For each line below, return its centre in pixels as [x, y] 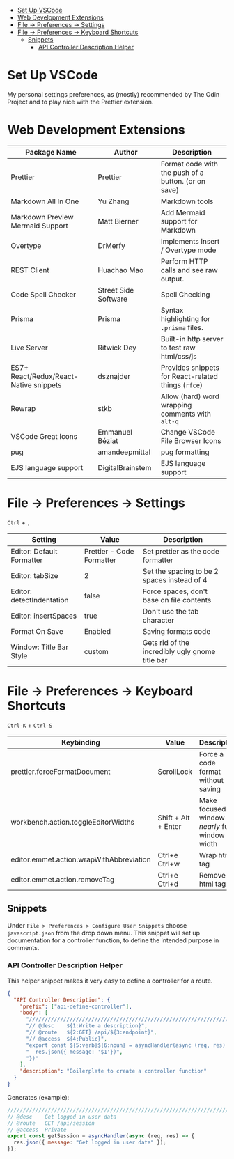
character [158, 620]
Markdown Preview [42, 217]
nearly [210, 826]
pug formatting [185, 452]
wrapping [176, 405]
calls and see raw [189, 270]
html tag [212, 884]
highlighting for [186, 318]
